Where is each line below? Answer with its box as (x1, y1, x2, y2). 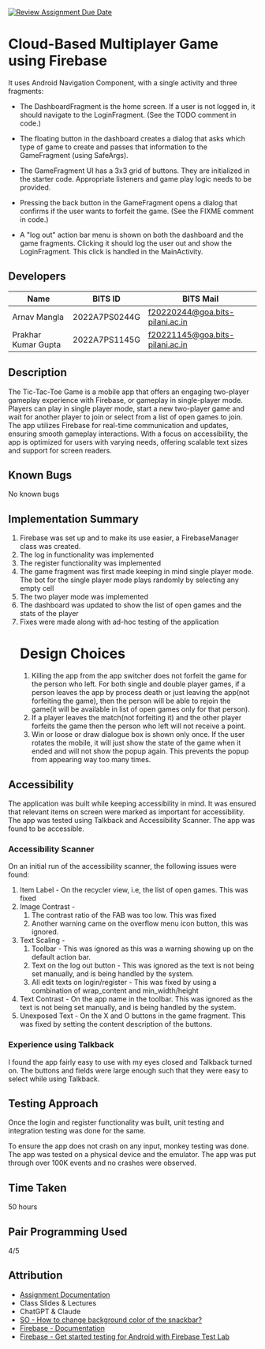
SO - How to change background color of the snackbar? (19, 1315, 203, 1325)
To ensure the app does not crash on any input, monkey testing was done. (8, 1141, 250, 1151)
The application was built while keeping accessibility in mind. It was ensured (8, 799, 256, 808)
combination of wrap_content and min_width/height (31, 986, 199, 995)
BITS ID (91, 293, 121, 304)
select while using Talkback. (8, 1074, 100, 1084)
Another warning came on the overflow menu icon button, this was (31, 919, 248, 928)
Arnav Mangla (12, 311, 65, 322)
